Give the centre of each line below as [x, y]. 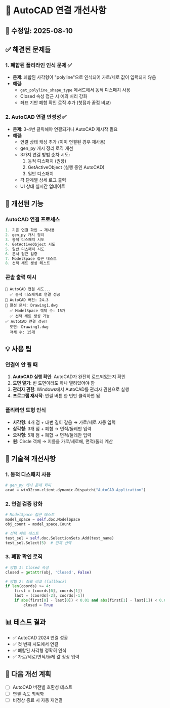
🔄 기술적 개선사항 [30, 459]
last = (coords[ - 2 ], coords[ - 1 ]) [50, 596]
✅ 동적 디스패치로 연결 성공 [35, 294]
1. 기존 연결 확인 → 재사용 [30, 230]
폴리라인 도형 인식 [26, 410]
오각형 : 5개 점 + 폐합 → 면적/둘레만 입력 [52, 435]
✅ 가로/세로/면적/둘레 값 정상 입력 [46, 656]
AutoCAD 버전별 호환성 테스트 [42, 687]
